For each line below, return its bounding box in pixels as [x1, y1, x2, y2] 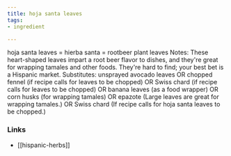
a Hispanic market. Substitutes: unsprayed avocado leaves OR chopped [7, 70, 213, 79]
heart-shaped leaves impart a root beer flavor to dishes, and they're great [7, 56, 218, 64]
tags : [7, 17, 23, 24]
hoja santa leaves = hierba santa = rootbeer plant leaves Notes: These [7, 48, 209, 56]
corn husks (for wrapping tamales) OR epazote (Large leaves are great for [7, 93, 219, 101]
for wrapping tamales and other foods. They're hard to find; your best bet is [7, 63, 224, 72]
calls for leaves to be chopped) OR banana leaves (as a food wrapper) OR [7, 85, 218, 94]
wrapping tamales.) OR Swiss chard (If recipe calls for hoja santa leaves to [7, 100, 221, 109]
